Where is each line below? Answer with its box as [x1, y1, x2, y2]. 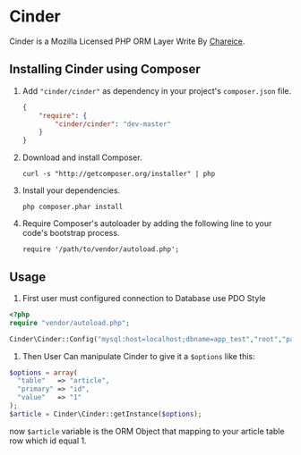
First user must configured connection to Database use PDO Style [21, 292, 266, 303]
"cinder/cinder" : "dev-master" [55, 119, 172, 129]
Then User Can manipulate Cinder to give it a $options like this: [21, 350, 255, 361]
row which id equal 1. [9, 435, 87, 446]
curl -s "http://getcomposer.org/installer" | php [21, 170, 216, 179]
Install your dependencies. [21, 185, 121, 196]
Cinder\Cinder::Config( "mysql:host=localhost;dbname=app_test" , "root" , [9, 334, 282, 343]
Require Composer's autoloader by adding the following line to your [21, 218, 272, 229]
